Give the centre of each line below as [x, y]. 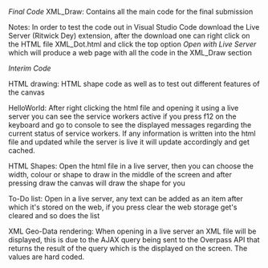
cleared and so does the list [54, 215]
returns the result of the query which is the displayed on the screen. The [128, 248]
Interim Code [30, 68]
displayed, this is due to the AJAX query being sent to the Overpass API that [134, 240]
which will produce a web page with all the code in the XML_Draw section [130, 53]
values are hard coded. [47, 257]
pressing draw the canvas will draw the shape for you [97, 183]
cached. [22, 150]
